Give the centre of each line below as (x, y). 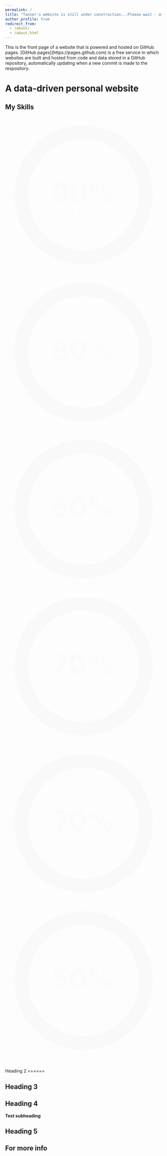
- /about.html (24, 33)
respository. (17, 68)
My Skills (20, 107)
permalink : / (19, 10)
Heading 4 (22, 1104)
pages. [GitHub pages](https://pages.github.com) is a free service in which (82, 52)
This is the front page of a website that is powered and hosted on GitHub (80, 47)
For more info (26, 1148)
